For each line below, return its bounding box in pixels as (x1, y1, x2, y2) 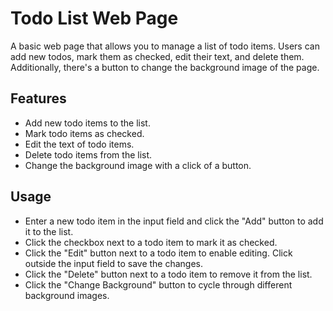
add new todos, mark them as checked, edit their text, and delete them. (10, 50, 305, 62)
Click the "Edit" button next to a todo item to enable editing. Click (24, 247, 293, 259)
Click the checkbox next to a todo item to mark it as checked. (24, 236, 278, 248)
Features (10, 90, 67, 107)
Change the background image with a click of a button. (24, 159, 252, 171)
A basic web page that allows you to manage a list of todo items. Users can (10, 40, 320, 52)
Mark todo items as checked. (24, 127, 145, 139)
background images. (24, 289, 110, 301)
